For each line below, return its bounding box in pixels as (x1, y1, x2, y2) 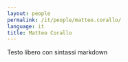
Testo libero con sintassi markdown (7, 48, 108, 56)
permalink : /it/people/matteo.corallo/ (7, 17, 122, 23)
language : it (7, 23, 45, 30)
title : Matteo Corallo (7, 29, 72, 37)
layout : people (7, 10, 51, 17)
